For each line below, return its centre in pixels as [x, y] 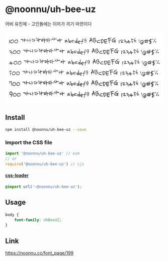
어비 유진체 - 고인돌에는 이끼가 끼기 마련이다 [49, 24]
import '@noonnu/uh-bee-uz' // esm [43, 154]
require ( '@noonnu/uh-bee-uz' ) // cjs [45, 164]
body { [12, 215]
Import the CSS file [29, 142]
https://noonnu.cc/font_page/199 [39, 253]
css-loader [17, 176]
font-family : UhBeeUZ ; [38, 220]
